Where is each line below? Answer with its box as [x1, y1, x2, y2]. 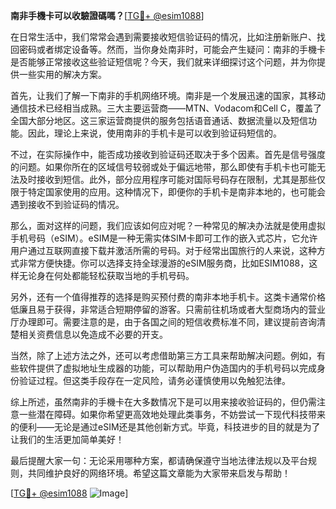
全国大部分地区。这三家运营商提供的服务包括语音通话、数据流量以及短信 [10, 115, 308, 126]
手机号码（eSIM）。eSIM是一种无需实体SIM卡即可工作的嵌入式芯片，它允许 [10, 232, 318, 244]
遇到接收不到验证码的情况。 [10, 199, 125, 210]
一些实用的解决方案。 [18, 69, 107, 80]
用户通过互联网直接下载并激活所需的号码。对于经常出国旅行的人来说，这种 [10, 245, 317, 256]
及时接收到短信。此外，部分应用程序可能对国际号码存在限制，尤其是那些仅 [18, 174, 326, 185]
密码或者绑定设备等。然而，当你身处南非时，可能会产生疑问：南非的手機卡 [18, 44, 326, 55]
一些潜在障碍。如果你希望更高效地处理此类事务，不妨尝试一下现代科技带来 [18, 409, 326, 420]
